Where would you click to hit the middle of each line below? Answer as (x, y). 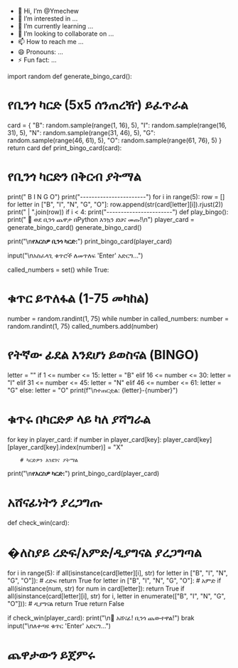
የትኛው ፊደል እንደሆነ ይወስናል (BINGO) (103, 355)
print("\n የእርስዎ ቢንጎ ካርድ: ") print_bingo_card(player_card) (90, 241)
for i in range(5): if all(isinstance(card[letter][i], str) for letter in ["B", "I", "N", (118, 573)
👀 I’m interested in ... (48, 18)
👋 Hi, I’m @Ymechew (48, 11)
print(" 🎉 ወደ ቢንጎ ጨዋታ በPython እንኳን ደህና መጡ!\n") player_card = (101, 219)
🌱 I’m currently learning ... (55, 26)
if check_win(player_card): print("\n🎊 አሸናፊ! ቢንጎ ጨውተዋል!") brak (101, 617)
